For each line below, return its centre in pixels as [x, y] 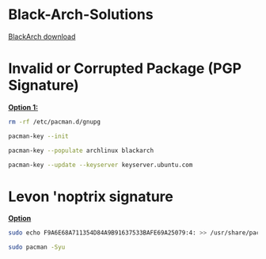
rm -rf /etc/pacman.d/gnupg [55, 122]
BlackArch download [42, 36]
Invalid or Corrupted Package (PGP [125, 69]
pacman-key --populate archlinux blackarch [81, 150]
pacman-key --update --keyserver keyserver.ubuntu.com [101, 165]
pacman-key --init [38, 136]
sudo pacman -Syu [37, 247]
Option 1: [23, 107]
